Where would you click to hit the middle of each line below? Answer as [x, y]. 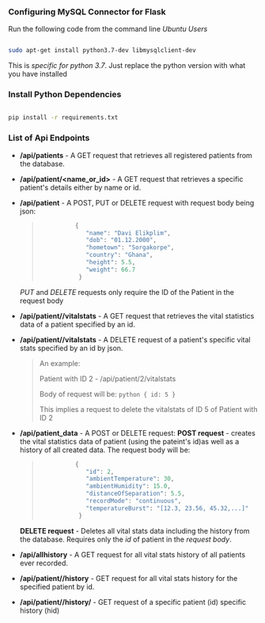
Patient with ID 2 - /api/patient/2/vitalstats [108, 379]
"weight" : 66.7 [111, 270]
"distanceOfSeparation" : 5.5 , [136, 494]
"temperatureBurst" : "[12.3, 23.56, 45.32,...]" [167, 508]
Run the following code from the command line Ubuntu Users [108, 29]
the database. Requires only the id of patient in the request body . [125, 539]
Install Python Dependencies [65, 95]
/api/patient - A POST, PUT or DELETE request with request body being [137, 202]
